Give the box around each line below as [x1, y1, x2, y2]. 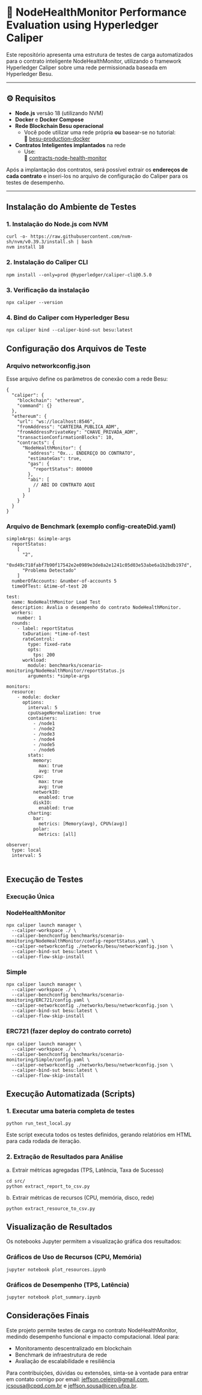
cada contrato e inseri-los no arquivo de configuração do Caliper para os [6, 172, 188, 180]
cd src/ [6, 1178, 26, 1184]
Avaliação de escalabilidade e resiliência [14, 1357, 115, 1365]
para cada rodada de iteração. [6, 1137, 81, 1145]
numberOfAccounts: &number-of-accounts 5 [11, 578, 117, 584]
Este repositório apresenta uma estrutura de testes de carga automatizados [6, 51, 194, 58]
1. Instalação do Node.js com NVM [6, 220, 108, 229]
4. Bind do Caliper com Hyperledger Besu [6, 313, 129, 321]
